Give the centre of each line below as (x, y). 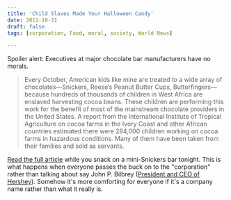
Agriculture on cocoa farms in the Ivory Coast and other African (115, 124)
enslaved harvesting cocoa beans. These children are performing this (124, 102)
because (37, 94)
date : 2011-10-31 (32, 20)
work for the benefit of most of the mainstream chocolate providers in (124, 109)
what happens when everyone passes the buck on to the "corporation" (109, 167)
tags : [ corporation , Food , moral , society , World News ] (90, 33)
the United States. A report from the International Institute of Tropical (123, 117)
